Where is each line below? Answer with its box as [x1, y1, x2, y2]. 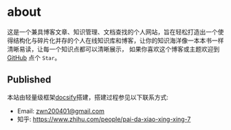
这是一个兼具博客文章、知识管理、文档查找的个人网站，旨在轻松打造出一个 [7, 28, 218, 36]
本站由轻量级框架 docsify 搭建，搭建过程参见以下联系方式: [7, 93, 168, 101]
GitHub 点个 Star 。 [7, 53, 61, 62]
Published [7, 74, 52, 86]
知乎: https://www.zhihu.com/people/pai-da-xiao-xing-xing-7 [16, 115, 191, 123]
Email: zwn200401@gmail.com [16, 107, 105, 115]
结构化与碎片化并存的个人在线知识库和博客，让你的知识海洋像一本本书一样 [12, 36, 224, 45]
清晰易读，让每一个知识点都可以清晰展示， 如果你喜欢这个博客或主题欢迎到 [7, 45, 220, 53]
